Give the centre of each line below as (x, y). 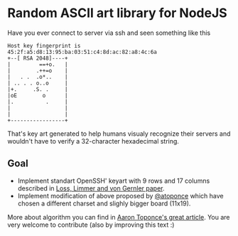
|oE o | (38, 95)
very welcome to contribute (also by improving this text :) (91, 225)
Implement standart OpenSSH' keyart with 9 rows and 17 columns (114, 181)
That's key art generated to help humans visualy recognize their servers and (119, 134)
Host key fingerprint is (44, 45)
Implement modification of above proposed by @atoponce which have (120, 195)
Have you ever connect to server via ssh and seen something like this (109, 33)
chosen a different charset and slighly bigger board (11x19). (104, 203)
